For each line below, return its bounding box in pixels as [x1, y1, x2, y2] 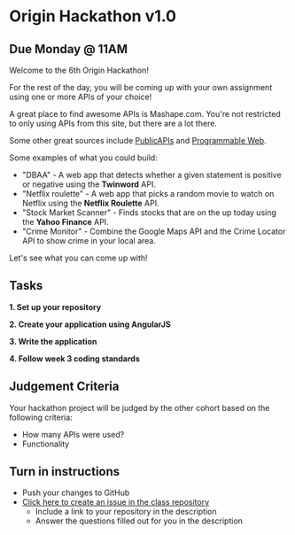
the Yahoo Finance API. [21, 217, 109, 227]
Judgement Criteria [9, 379, 120, 394]
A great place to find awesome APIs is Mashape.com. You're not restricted [9, 109, 281, 119]
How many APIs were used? [21, 429, 125, 439]
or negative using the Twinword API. [21, 179, 157, 190]
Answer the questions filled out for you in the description [35, 516, 244, 526]
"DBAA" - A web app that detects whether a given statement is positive [21, 170, 282, 180]
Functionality [21, 438, 70, 449]
